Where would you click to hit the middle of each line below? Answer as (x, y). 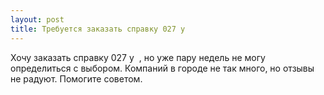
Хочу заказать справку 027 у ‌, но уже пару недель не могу (138, 57)
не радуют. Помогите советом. (76, 78)
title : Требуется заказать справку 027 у (98, 29)
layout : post (37, 19)
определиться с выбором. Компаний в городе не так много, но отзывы (162, 68)
